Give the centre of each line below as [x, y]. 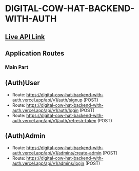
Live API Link [25, 37]
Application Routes [35, 53]
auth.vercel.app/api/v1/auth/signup [47, 100]
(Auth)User [22, 83]
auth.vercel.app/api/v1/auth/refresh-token [54, 120]
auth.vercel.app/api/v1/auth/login [45, 110]
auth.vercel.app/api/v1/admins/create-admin [57, 153]
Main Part [17, 67]
